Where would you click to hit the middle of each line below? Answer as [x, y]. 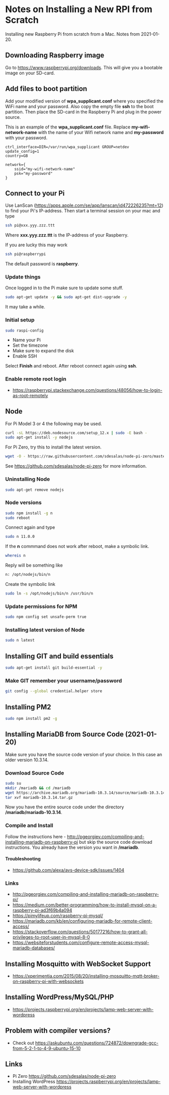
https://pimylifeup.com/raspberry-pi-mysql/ [58, 916]
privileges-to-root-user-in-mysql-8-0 [51, 937]
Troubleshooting [23, 859]
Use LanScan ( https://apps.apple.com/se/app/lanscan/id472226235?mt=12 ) [84, 205]
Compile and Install [29, 826]
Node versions [23, 503]
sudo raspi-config [24, 330]
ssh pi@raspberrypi [26, 254]
